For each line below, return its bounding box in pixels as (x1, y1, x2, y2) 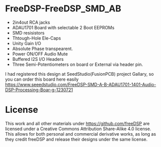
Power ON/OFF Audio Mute (12, 50, 68, 57)
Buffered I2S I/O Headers (12, 56, 64, 62)
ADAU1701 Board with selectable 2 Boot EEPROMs (12, 24, 115, 30)
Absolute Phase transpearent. (12, 46, 73, 51)
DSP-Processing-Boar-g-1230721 (5, 87, 73, 93)
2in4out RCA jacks (12, 19, 50, 25)
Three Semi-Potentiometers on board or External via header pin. (12, 61, 143, 67)
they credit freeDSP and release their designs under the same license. (5, 136, 148, 142)
